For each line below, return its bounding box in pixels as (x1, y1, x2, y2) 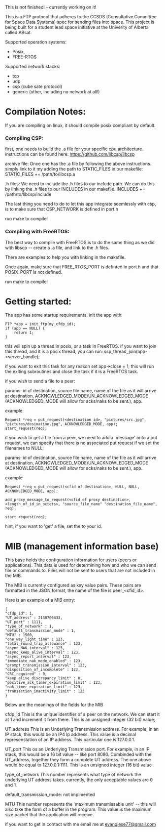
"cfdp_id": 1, (5, 611, 34, 616)
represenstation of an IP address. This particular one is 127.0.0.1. (5, 737, 135, 743)
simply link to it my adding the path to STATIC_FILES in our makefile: (5, 166, 143, 172)
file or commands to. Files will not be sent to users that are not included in (5, 568, 155, 574)
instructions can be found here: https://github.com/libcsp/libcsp (5, 151, 135, 157)
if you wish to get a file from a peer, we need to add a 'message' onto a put (5, 435, 158, 441)
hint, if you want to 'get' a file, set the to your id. (5, 523, 102, 529)
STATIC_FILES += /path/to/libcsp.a (5, 171, 75, 177)
